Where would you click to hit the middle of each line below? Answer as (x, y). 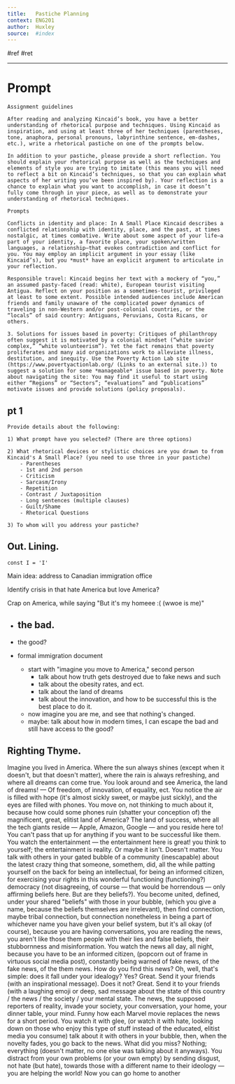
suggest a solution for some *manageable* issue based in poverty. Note (115, 371)
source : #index (31, 33)
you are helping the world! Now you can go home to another (94, 1073)
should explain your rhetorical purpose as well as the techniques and (114, 162)
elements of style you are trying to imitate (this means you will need (115, 168)
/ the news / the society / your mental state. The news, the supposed (107, 999)
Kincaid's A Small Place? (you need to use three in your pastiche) (109, 457)
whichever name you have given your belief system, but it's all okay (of (109, 924)
